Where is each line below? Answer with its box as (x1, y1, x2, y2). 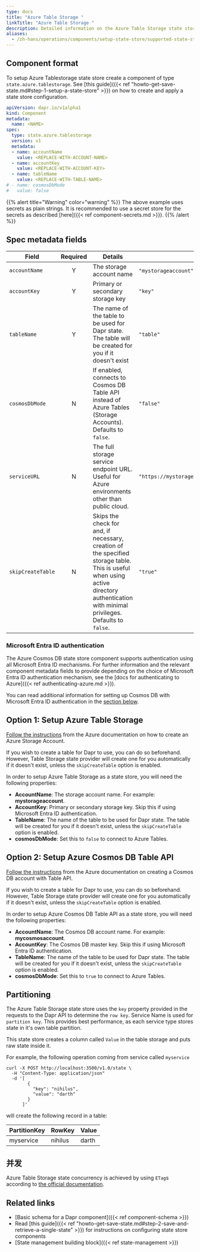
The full (92, 442, 114, 451)
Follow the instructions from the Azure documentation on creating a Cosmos (6, 868, 193, 875)
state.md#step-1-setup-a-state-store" (6, 87, 99, 94)
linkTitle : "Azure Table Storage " (6, 20, 95, 26)
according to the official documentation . (6, 1181, 105, 1188)
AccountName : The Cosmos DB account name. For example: (14, 928, 165, 935)
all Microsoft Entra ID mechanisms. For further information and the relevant (6, 661, 190, 668)
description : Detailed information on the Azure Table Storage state (6, 25, 183, 32)
